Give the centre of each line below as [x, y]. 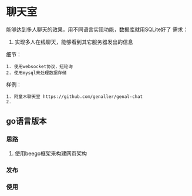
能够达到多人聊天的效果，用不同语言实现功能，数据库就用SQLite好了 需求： [97, 29]
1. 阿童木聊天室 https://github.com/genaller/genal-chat [75, 97]
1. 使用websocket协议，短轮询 [40, 66]
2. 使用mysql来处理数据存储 [36, 73]
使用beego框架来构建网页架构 [50, 153]
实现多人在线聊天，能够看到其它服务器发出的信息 [74, 42]
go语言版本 [26, 121]
